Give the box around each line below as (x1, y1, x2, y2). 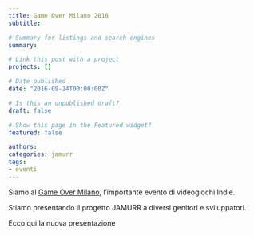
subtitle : (8, 19, 42, 27)
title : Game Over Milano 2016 (8, 11, 109, 20)
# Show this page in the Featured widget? (8, 121, 152, 129)
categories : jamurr (8, 150, 73, 158)
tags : (8, 158, 26, 166)
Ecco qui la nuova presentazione (8, 218, 116, 228)
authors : (8, 143, 38, 151)
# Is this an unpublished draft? (8, 99, 120, 107)
